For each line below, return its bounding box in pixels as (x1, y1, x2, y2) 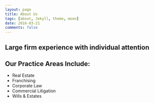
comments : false (5, 25, 38, 30)
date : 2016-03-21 (5, 20, 40, 26)
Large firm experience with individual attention (5, 43, 150, 51)
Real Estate (12, 72, 35, 78)
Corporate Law (12, 83, 42, 89)
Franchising (12, 78, 36, 84)
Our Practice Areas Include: (5, 59, 91, 68)
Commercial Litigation (12, 88, 56, 94)
